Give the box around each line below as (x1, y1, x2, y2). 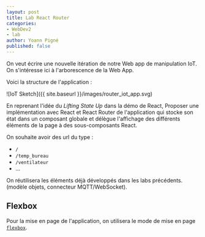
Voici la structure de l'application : (6, 78, 92, 86)
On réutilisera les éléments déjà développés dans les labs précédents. (6, 176, 183, 184)
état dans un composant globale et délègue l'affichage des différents (6, 115, 181, 122)
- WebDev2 (6, 26, 32, 32)
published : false (6, 43, 51, 50)
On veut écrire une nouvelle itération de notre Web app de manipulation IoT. (6, 59, 198, 67)
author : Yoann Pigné (6, 37, 59, 43)
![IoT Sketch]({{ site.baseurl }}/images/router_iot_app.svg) (6, 90, 153, 97)
